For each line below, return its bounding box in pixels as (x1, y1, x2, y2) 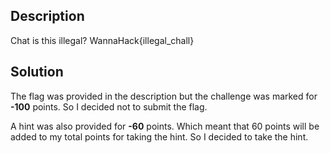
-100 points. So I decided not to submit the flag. (10, 100, 208, 113)
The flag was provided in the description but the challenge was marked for (10, 90, 318, 102)
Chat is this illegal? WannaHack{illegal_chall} (10, 34, 195, 46)
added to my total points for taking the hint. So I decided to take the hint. (10, 130, 309, 143)
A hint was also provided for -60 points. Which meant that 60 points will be (10, 120, 320, 132)
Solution (10, 64, 64, 81)
